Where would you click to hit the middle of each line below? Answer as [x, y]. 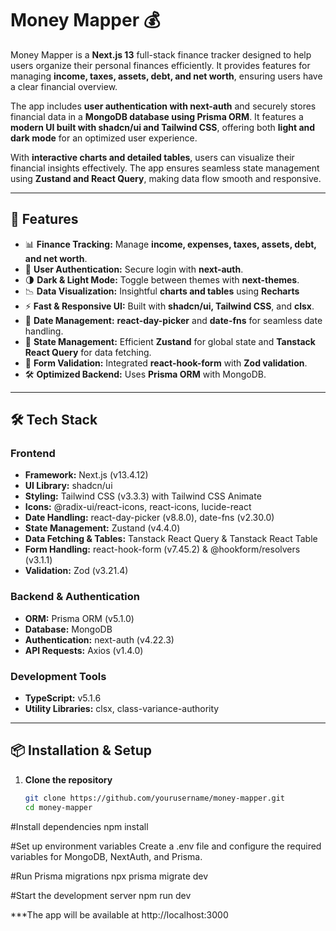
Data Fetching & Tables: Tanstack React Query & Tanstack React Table [171, 539]
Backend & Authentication [75, 597]
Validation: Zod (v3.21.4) [76, 571]
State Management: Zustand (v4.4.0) [102, 528]
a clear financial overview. [64, 86]
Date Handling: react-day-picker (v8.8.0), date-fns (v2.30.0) [149, 518]
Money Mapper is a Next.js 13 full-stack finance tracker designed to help [161, 54]
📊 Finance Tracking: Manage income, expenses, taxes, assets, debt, [170, 244]
